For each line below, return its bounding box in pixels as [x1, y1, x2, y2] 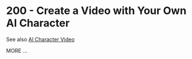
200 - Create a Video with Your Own [6, 4, 187, 18]
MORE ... [6, 47, 28, 54]
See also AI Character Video [6, 36, 75, 43]
